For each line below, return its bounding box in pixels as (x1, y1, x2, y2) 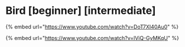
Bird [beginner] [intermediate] (5, 4, 156, 17)
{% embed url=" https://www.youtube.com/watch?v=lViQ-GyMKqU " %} (5, 34, 180, 41)
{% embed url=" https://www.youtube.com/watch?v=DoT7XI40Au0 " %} (5, 23, 178, 30)
